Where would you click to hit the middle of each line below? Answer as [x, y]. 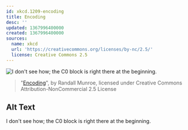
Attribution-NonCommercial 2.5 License [69, 89]
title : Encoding [26, 17]
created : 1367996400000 [35, 33]
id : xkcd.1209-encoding [35, 11]
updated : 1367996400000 [35, 28]
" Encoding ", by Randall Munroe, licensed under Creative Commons [101, 83]
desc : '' [17, 22]
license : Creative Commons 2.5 [49, 55]
